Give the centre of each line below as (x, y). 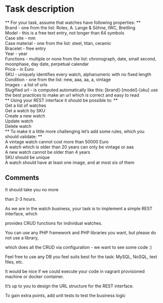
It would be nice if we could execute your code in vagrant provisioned (75, 271)
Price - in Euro (19, 69)
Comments (22, 178)
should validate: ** (24, 136)
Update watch (19, 121)
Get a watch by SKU (25, 110)
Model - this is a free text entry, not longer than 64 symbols (65, 33)
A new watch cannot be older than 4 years (48, 152)
